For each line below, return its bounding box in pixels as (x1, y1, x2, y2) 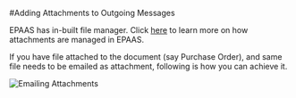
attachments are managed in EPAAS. (9, 35, 145, 45)
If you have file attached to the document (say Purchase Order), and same (9, 52, 283, 61)
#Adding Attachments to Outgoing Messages (9, 8, 176, 18)
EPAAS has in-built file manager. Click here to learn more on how (9, 25, 249, 35)
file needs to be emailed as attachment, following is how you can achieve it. (9, 61, 288, 71)
